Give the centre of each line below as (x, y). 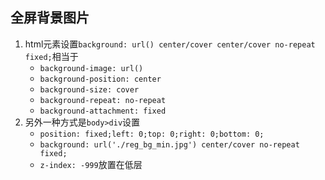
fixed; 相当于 (51, 56)
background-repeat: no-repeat (103, 100)
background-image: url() (91, 68)
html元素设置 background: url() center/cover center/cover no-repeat (170, 44)
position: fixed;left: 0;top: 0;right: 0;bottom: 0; (152, 134)
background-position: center (100, 79)
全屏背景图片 (50, 18)
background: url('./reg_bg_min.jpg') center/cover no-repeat (169, 144)
